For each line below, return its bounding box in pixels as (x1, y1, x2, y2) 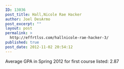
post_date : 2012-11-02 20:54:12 (5, 44, 73, 49)
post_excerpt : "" (5, 21, 42, 26)
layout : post (5, 26, 33, 31)
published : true (5, 40, 39, 45)
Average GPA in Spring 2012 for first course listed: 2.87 (5, 58, 119, 64)
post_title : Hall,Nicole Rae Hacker (5, 12, 82, 17)
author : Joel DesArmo (5, 16, 51, 21)
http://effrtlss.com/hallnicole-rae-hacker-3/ (10, 35, 109, 40)
